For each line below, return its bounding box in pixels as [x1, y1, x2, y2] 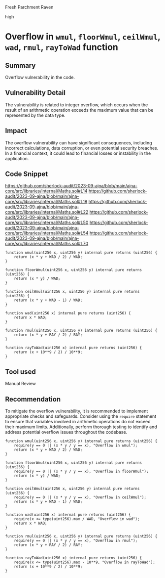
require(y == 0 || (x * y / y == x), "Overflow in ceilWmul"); [14, 495, 147, 500]
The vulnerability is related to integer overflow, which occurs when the [5, 101, 148, 108]
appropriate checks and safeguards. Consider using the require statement [5, 413, 157, 419]
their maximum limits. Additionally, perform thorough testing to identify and [5, 424, 157, 430]
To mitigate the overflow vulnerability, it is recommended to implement [5, 408, 148, 414]
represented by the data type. [5, 112, 66, 118]
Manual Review [5, 381, 36, 387]
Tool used [5, 367, 36, 376]
